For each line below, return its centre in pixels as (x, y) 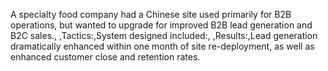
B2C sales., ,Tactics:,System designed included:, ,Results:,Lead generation (164, 35)
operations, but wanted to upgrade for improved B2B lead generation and (161, 25)
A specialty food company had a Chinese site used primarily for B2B (151, 14)
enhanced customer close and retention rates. (105, 57)
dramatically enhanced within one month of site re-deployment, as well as (162, 46)
